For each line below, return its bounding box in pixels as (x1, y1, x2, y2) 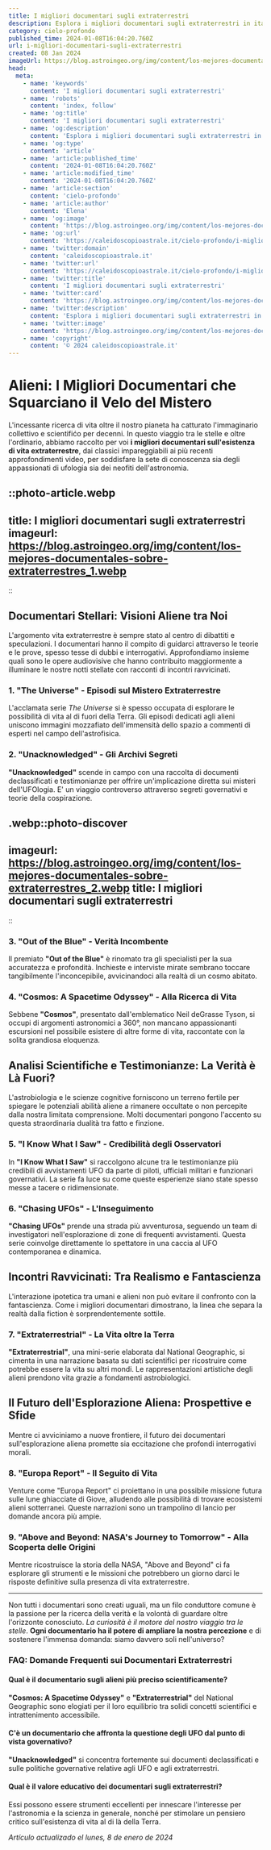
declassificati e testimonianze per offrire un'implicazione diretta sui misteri (8, 776, 256, 785)
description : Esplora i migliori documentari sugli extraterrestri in (8, 19, 251, 27)
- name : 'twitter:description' (23, 304, 128, 312)
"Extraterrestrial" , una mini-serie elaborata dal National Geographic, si (8, 1347, 245, 1356)
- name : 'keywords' (23, 79, 89, 87)
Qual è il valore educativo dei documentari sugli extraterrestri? (8, 1781, 223, 1791)
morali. (8, 1447, 31, 1456)
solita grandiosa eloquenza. (8, 1035, 101, 1045)
